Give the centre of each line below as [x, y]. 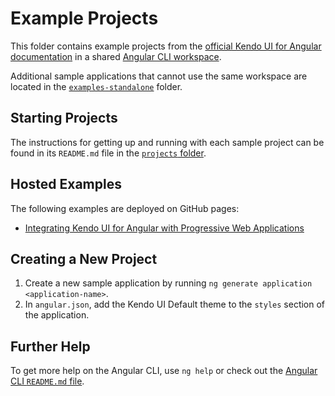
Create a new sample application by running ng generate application [168, 283]
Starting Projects [64, 118]
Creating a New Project [84, 258]
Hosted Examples [66, 184]
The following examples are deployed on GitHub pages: [125, 208]
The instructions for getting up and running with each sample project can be [167, 142]
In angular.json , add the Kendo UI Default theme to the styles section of [175, 304]
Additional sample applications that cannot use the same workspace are [159, 76]
